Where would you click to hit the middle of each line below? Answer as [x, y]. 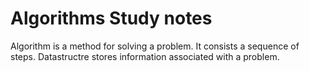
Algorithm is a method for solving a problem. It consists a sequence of [155, 46]
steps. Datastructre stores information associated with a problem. [145, 56]
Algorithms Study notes [111, 18]
